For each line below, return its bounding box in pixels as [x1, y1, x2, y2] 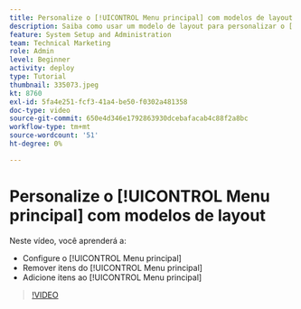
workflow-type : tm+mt [9, 123, 91, 132]
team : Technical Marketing [9, 38, 111, 48]
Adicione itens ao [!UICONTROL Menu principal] [22, 272, 202, 283]
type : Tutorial [9, 72, 67, 81]
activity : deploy [9, 64, 75, 73]
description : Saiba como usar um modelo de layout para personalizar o [9, 22, 285, 31]
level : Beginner [9, 55, 71, 64]
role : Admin [9, 47, 54, 56]
